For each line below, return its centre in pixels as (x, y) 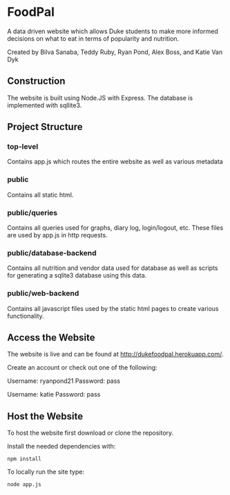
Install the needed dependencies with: (61, 447)
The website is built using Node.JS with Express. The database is (100, 98)
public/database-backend (52, 253)
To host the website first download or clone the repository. (90, 433)
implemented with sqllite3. (45, 105)
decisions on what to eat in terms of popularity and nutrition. (93, 38)
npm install (24, 459)
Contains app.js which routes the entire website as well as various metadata (115, 162)
